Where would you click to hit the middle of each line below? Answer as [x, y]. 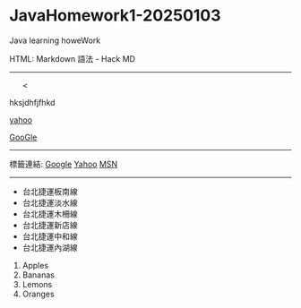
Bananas [39, 275]
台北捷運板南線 [50, 191]
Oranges [39, 294]
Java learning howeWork [55, 40]
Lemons [37, 284]
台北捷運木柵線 [50, 214]
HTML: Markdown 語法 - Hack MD [73, 58]
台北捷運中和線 [50, 236]
